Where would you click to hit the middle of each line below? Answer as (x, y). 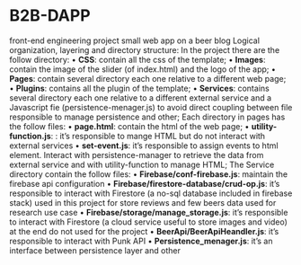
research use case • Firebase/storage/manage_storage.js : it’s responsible (149, 212)
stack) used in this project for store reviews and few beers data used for (143, 202)
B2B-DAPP (50, 16)
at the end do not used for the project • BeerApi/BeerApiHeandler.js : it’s (144, 231)
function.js (30, 136)
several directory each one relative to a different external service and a (141, 97)
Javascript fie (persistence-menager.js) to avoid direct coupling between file (151, 107)
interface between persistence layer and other (95, 250)
